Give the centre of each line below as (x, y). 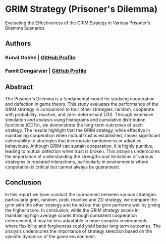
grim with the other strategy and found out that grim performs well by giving (83, 205)
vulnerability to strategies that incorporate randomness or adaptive (73, 141)
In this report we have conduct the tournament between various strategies (81, 194)
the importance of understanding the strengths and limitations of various (79, 156)
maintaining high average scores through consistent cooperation (71, 215)
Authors (18, 44)
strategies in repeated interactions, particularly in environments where (77, 162)
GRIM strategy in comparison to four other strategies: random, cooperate (80, 109)
